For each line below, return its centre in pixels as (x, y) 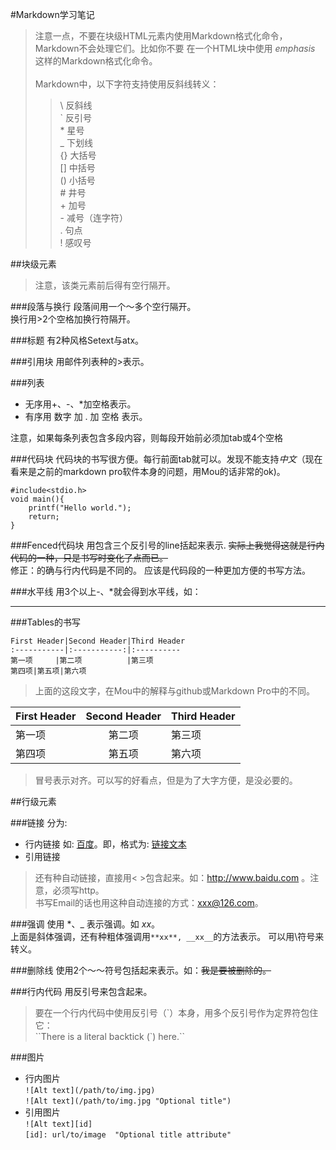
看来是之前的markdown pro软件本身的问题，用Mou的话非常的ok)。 (148, 471)
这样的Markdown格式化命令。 (96, 61)
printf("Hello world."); (80, 508)
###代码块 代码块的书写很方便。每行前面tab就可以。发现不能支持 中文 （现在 (166, 459)
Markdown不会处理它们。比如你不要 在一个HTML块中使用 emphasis (175, 48)
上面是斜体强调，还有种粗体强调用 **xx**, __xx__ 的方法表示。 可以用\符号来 (167, 936)
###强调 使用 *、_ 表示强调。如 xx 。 (85, 924)
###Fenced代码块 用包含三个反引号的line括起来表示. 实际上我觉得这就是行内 (167, 545)
